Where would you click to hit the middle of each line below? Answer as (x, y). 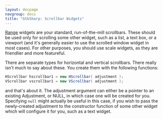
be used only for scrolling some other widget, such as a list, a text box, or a (81, 38)
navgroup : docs (21, 14)
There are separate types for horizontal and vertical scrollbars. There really (81, 63)
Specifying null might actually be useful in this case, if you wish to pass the (81, 101)
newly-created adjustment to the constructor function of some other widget (81, 106)
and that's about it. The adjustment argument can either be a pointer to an (80, 91)
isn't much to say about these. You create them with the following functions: (82, 68)
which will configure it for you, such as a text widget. (58, 111)
